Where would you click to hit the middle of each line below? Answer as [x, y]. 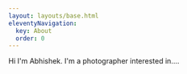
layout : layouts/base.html [54, 16]
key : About [34, 31]
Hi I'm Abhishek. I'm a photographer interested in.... [94, 61]
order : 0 [30, 38]
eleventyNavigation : [43, 23]
